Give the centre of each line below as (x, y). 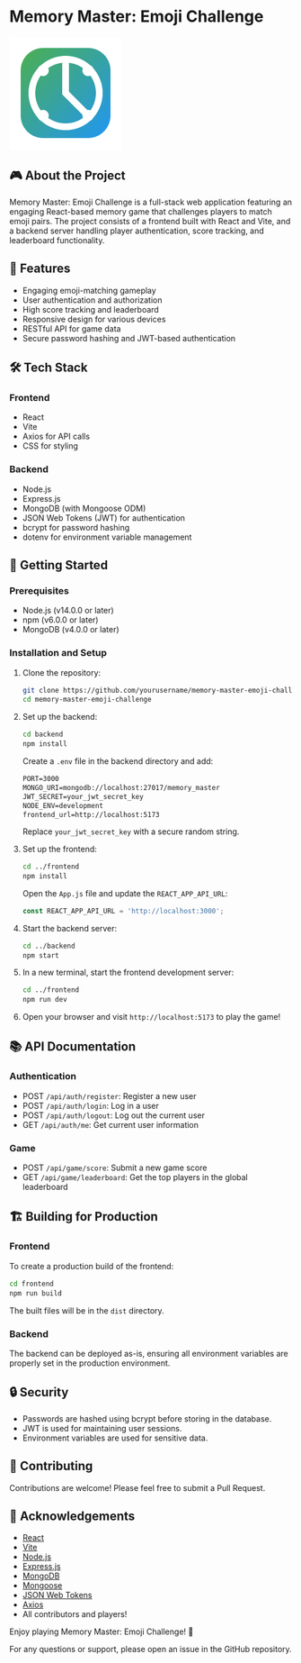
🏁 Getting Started (59, 565)
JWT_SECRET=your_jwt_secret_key (83, 797)
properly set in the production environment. (90, 1363)
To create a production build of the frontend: (92, 1266)
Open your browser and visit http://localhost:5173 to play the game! (151, 1017)
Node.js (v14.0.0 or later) (68, 611)
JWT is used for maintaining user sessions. (102, 1428)
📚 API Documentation (73, 1046)
